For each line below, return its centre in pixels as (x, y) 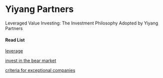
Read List (15, 40)
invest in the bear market (31, 60)
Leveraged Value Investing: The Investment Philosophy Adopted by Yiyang (82, 23)
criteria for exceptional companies (40, 70)
